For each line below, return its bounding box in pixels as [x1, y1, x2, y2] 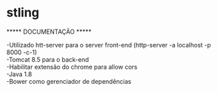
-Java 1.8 [6, 70, 32, 78]
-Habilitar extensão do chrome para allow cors [6, 62, 138, 71]
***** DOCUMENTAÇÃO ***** [6, 27, 92, 36]
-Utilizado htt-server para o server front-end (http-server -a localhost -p [6, 41, 211, 49]
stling [6, 5, 40, 21]
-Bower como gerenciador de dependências [6, 77, 132, 85]
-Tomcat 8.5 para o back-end [6, 55, 89, 63]
